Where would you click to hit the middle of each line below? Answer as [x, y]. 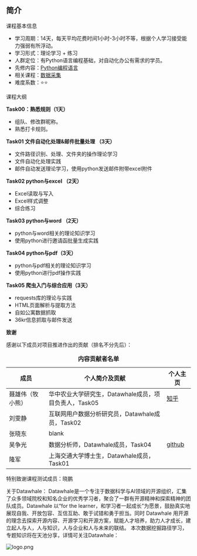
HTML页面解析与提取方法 [45, 305]
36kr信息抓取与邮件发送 [43, 319]
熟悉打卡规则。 [33, 129]
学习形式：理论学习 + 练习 [46, 53]
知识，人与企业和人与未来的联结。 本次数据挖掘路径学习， [117, 528]
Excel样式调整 [31, 201]
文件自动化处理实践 [38, 161]
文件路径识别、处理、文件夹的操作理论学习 [66, 154]
